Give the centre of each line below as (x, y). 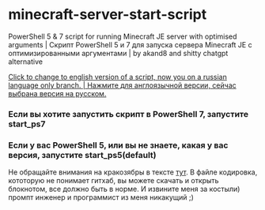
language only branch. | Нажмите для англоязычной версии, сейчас (122, 85)
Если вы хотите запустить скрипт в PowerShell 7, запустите (129, 114)
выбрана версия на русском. (57, 93)
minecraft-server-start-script (108, 15)
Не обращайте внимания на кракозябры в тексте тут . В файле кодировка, (133, 172)
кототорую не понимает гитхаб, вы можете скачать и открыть (114, 181)
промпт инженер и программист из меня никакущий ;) (101, 197)
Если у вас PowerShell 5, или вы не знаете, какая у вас (118, 145)
